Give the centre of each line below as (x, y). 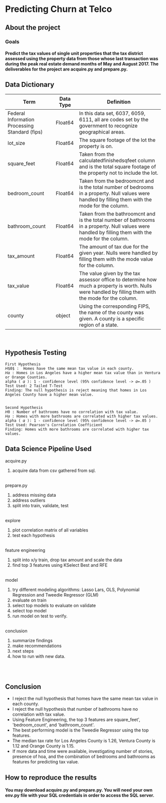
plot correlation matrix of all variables (50, 530)
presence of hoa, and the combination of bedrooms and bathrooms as (84, 757)
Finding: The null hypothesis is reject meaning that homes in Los (76, 390)
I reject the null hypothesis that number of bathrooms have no (75, 709)
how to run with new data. (39, 656)
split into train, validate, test (40, 505)
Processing (21, 126)
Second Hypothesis (24, 407)
